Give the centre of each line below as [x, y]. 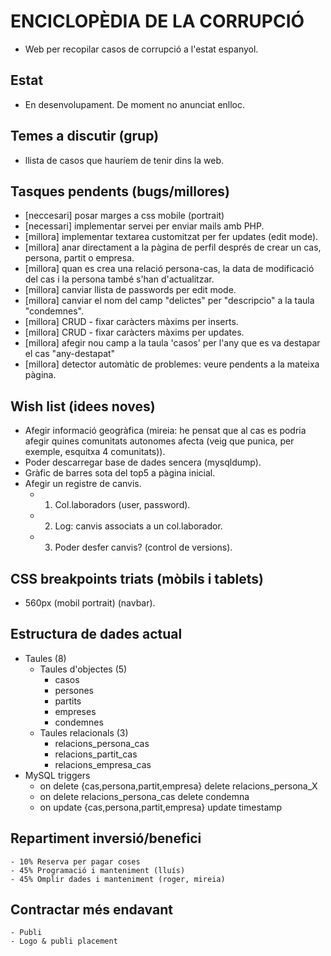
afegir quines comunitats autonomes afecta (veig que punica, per [159, 441]
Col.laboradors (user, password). [122, 505]
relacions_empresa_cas [103, 764]
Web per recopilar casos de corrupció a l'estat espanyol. [141, 49]
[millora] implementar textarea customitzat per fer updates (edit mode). [171, 237]
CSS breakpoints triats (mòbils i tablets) [137, 578]
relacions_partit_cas [96, 754]
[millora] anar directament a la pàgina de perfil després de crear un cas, [173, 247]
